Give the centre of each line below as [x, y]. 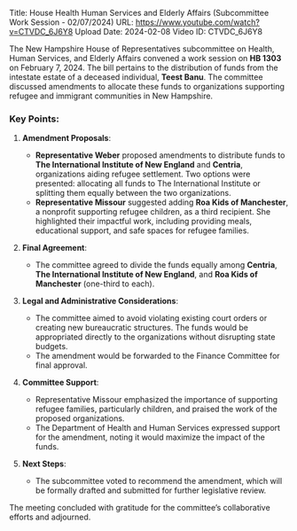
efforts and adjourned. [50, 517]
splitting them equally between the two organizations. [133, 193]
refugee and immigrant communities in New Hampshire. [111, 96]
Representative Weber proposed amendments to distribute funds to [160, 155]
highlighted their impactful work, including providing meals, [144, 222]
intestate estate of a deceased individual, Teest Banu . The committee [136, 77]
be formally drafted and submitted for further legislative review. [151, 490]
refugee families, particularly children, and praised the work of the [156, 409]
